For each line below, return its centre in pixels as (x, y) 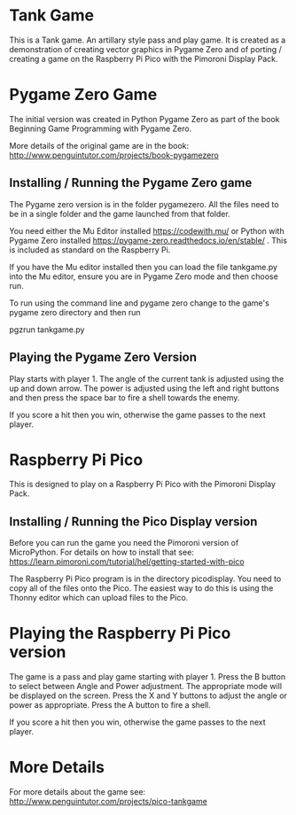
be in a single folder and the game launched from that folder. (120, 213)
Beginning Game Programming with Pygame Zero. (101, 128)
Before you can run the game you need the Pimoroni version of (124, 543)
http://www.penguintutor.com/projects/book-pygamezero (114, 155)
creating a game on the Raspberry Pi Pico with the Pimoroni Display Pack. (144, 58)
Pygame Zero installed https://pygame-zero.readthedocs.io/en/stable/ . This (148, 240)
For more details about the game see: (78, 792)
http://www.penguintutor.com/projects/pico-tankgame (109, 802)
